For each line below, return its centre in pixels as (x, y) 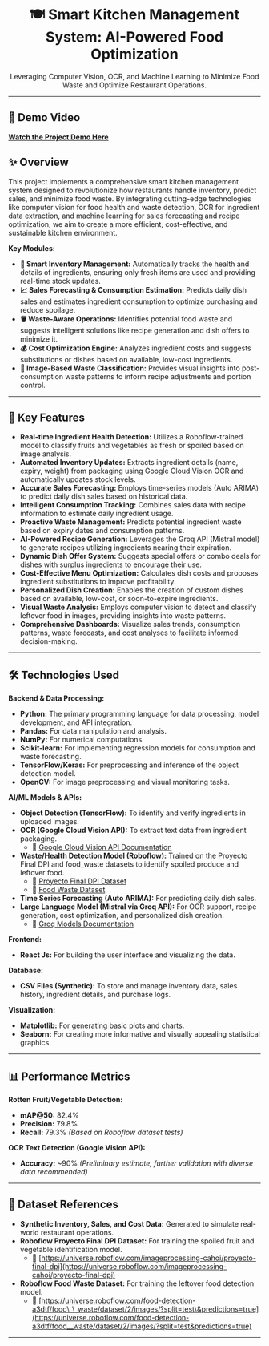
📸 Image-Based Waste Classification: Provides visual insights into (130, 368)
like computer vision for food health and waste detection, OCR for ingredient (134, 207)
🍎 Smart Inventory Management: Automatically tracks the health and (134, 264)
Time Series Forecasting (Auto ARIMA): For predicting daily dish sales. (138, 899)
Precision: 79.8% (49, 1124)
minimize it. (39, 339)
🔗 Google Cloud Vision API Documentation (102, 847)
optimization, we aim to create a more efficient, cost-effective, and (118, 224)
